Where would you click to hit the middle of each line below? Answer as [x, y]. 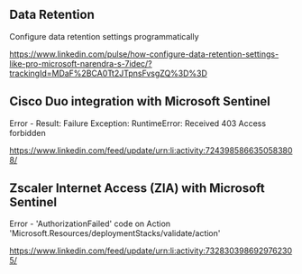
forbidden [28, 132]
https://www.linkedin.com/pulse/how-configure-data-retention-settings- [144, 54]
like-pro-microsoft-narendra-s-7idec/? [81, 63]
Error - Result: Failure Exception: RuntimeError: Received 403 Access [138, 123]
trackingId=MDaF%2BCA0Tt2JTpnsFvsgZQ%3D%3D [108, 73]
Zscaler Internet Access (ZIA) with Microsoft [137, 188]
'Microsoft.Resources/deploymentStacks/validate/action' [115, 233]
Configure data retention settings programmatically [105, 36]
